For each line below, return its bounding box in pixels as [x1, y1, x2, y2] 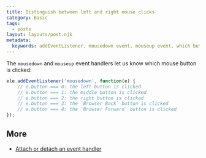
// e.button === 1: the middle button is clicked [17, 89, 147, 95]
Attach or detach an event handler [15, 145, 102, 153]
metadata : [6, 37, 32, 43]
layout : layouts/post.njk [6, 32, 72, 38]
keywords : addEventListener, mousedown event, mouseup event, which [12, 43, 191, 49]
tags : [6, 20, 20, 26]
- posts [12, 26, 32, 32]
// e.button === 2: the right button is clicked [17, 95, 144, 101]
